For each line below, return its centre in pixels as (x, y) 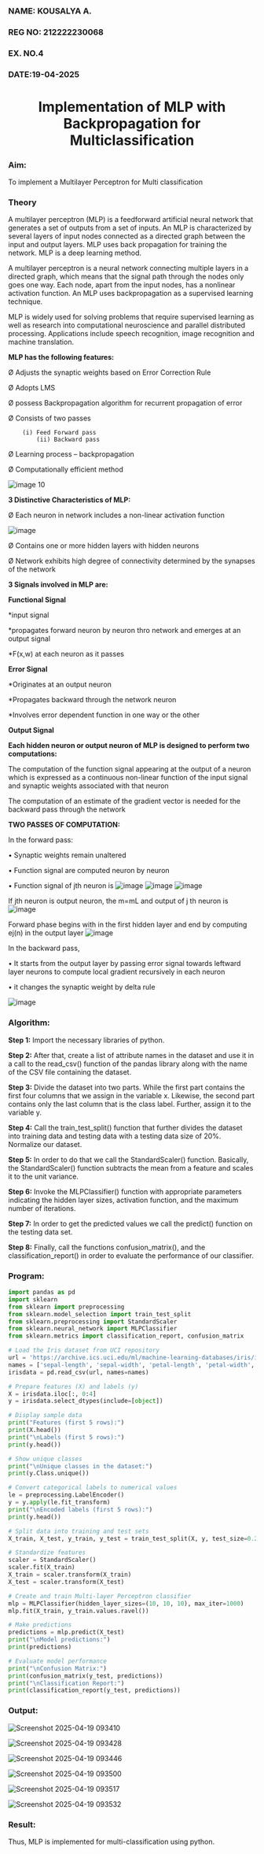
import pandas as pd (42, 1293)
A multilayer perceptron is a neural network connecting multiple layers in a (128, 268)
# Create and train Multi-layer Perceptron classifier (100, 1596)
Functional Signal (37, 600)
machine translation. (41, 342)
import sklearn (33, 1299)
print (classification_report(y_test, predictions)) (94, 1690)
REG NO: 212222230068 (56, 31)
